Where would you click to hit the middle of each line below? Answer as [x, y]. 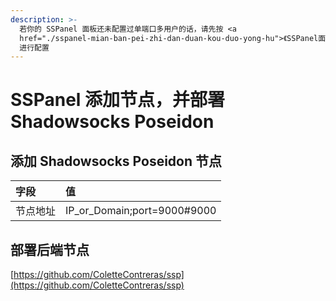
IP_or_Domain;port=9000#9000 [141, 211]
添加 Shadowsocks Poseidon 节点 [116, 161]
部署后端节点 [50, 249]
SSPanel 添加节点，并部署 [118, 100]
